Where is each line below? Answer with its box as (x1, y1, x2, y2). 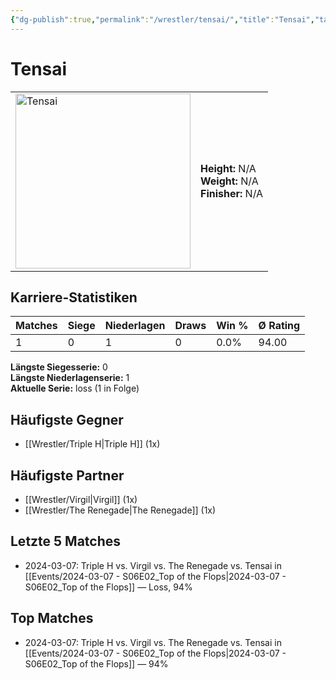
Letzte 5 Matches (10, 533, 122, 550)
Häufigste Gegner (10, 411, 124, 428)
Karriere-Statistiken (10, 289, 138, 306)
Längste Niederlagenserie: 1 (10, 372, 130, 384)
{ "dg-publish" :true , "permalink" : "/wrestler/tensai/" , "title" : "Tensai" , (10, 14, 315, 25)
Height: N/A (200, 161, 257, 175)
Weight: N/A (200, 174, 259, 188)
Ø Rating (258, 319, 301, 333)
